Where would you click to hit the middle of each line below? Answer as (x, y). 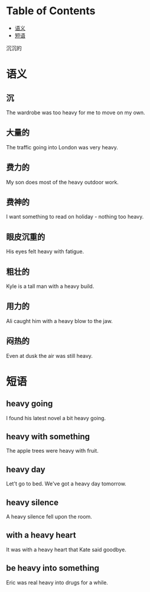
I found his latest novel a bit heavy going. (56, 418)
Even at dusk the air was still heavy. (50, 356)
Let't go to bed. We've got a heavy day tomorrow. (66, 484)
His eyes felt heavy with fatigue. (45, 252)
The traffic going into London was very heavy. (62, 147)
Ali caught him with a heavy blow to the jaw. (60, 321)
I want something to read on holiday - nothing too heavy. (75, 217)
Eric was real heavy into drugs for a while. (57, 583)
